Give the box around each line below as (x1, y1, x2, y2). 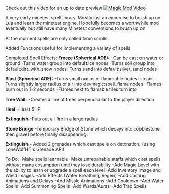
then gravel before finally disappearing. (5, 131, 88, 137)
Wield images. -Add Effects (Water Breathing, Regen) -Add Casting (5, 173, 146, 178)
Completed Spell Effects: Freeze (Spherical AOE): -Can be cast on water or (5, 55, 164, 61)
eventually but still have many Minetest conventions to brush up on (5, 25, 146, 31)
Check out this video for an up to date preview (5, 5, 103, 11)
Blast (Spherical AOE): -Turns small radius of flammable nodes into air (5, 76, 153, 81)
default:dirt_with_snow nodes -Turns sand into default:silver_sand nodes (5, 66, 157, 72)
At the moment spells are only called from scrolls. (5, 36, 109, 41)
